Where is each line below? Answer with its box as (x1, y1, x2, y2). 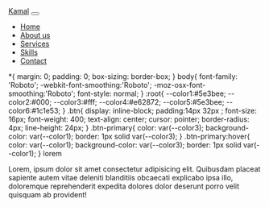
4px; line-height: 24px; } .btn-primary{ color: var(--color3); (8, 123, 204, 132)
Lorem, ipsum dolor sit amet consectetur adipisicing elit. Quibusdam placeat (8, 164, 261, 174)
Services (19, 39, 50, 48)
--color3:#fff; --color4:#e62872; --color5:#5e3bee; (53, 97, 225, 106)
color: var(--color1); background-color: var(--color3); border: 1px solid (8, 140, 242, 150)
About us (19, 31, 51, 39)
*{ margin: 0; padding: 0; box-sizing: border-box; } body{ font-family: (8, 72, 238, 81)
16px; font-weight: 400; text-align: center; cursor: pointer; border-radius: (8, 114, 250, 124)
